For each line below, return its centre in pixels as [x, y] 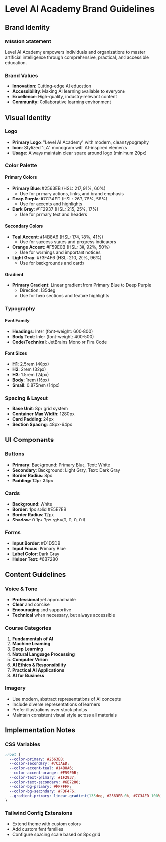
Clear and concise [31, 604]
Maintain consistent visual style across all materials [64, 715]
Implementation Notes [40, 730]
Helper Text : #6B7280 [35, 559]
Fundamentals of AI [33, 639]
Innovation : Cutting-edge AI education [52, 86]
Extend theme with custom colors [46, 824]
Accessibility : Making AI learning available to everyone [68, 91]
